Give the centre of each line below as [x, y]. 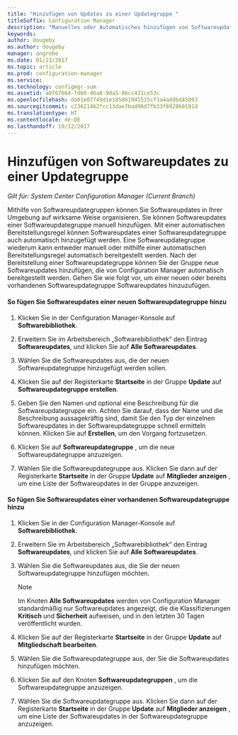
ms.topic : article [34, 67]
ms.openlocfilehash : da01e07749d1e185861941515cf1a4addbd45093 [103, 100]
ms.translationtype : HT [42, 113]
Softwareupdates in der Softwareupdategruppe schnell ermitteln [112, 425]
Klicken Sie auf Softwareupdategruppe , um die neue [96, 447]
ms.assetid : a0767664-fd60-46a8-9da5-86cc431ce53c [84, 93]
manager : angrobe [33, 54]
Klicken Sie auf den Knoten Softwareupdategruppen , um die [108, 680]
